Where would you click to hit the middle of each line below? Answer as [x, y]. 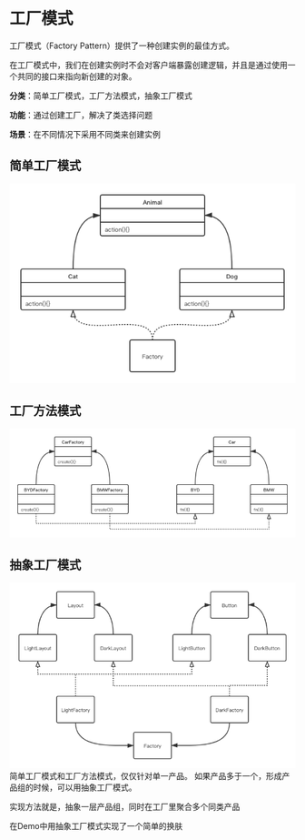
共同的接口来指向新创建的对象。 [77, 76]
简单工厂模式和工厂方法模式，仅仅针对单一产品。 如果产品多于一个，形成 [146, 775]
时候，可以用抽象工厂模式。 [85, 787]
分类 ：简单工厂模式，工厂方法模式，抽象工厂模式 [101, 96]
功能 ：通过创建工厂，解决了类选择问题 [81, 115]
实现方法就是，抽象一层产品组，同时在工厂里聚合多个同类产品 [125, 806]
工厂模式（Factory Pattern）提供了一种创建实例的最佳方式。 [122, 46]
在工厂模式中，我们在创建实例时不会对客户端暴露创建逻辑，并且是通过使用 [148, 65]
